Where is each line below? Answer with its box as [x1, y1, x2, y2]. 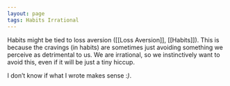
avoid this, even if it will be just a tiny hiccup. [7, 58, 135, 66]
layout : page [7, 10, 45, 17]
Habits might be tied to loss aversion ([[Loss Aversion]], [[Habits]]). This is [7, 35, 220, 44]
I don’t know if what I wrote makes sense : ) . [7, 71, 132, 80]
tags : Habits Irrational [7, 17, 79, 24]
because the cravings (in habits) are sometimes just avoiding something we [7, 43, 224, 51]
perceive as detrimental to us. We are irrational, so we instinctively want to [7, 50, 220, 59]
